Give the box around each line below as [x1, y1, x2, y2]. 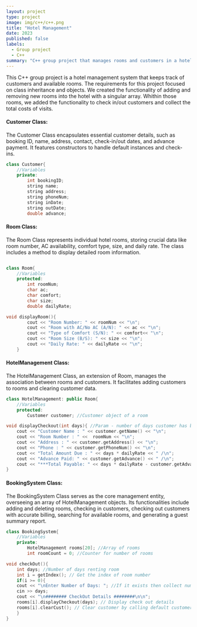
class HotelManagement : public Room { [6, 396, 98, 402]
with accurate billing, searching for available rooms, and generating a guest [6, 511, 188, 518]
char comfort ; [27, 293, 62, 299]
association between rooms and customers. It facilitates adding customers [6, 378, 186, 385]
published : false [6, 36, 49, 42]
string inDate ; [27, 199, 64, 205]
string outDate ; [27, 205, 67, 211]
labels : [6, 42, 25, 48]
